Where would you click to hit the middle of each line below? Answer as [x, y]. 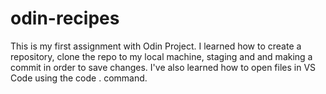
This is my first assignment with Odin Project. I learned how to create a [156, 46]
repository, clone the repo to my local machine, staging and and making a [161, 56]
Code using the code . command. [79, 78]
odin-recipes [65, 18]
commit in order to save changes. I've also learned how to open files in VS [163, 67]
